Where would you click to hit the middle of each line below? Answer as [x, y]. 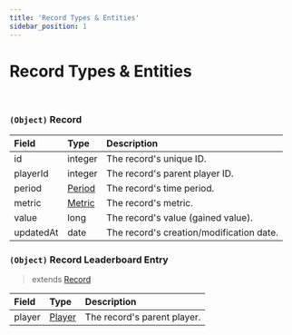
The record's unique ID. [156, 158]
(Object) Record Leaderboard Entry [89, 260]
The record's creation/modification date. [193, 232]
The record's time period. [161, 188]
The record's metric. [150, 202]
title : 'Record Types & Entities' [75, 18]
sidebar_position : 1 [49, 26]
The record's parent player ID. [170, 173]
